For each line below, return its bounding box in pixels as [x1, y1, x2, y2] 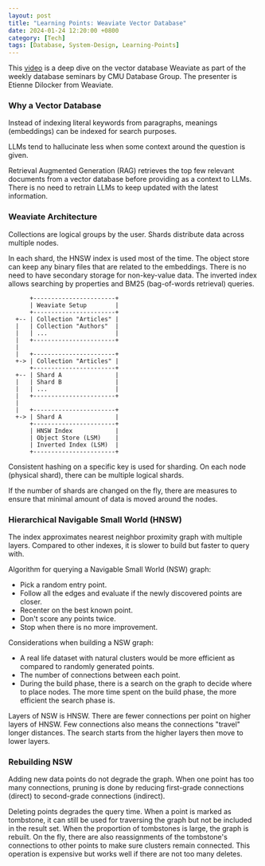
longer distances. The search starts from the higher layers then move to [8, 728, 244, 738]
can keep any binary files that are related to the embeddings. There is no [8, 262, 247, 271]
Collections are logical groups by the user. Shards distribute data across [8, 229, 245, 239]
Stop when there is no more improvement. [19, 623, 158, 632]
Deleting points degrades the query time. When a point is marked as [8, 807, 232, 817]
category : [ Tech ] [8, 33, 66, 42]
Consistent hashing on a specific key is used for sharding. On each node [8, 462, 247, 471]
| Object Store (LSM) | [29, 434, 119, 442]
